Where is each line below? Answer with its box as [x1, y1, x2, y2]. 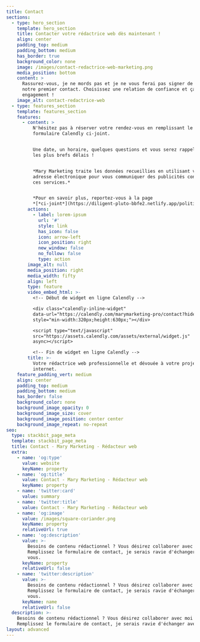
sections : [6, 14, 31, 20]
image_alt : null [27, 262, 68, 268]
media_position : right [27, 267, 84, 273]
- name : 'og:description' [17, 532, 82, 538]
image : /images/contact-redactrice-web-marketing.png [17, 64, 153, 70]
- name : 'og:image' [17, 510, 65, 516]
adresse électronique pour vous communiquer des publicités [32, 173, 185, 179]
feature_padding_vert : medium [17, 371, 92, 377]
